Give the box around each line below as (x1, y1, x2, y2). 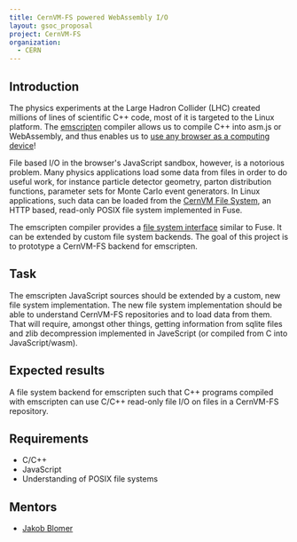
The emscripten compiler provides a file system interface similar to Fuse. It (9, 221, 282, 232)
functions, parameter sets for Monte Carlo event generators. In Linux (9, 186, 261, 196)
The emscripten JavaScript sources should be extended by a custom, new (9, 290, 281, 300)
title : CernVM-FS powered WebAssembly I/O (9, 12, 168, 22)
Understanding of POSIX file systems (21, 474, 158, 484)
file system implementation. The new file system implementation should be (9, 299, 283, 310)
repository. (9, 405, 49, 416)
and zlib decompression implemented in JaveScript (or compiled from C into (9, 328, 288, 339)
